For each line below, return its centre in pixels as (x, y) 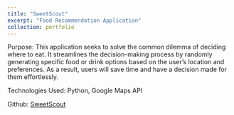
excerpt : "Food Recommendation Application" (74, 20)
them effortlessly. (33, 77)
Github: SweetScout (37, 104)
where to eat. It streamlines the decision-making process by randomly (110, 54)
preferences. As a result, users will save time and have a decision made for (117, 69)
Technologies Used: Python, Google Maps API (75, 91)
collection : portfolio (41, 27)
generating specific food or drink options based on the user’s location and (116, 62)
